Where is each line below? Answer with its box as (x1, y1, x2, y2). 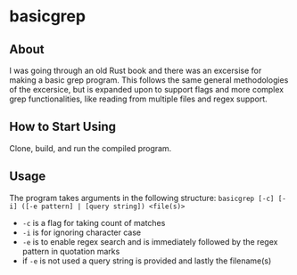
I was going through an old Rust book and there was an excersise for (9, 65, 262, 76)
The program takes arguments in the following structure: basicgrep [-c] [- (9, 192, 287, 203)
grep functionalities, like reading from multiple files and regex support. (9, 93, 268, 104)
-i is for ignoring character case (21, 227, 142, 238)
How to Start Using (9, 119, 116, 134)
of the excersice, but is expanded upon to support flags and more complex (9, 85, 284, 94)
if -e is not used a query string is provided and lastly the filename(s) (21, 255, 272, 266)
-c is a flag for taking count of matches (21, 217, 166, 228)
